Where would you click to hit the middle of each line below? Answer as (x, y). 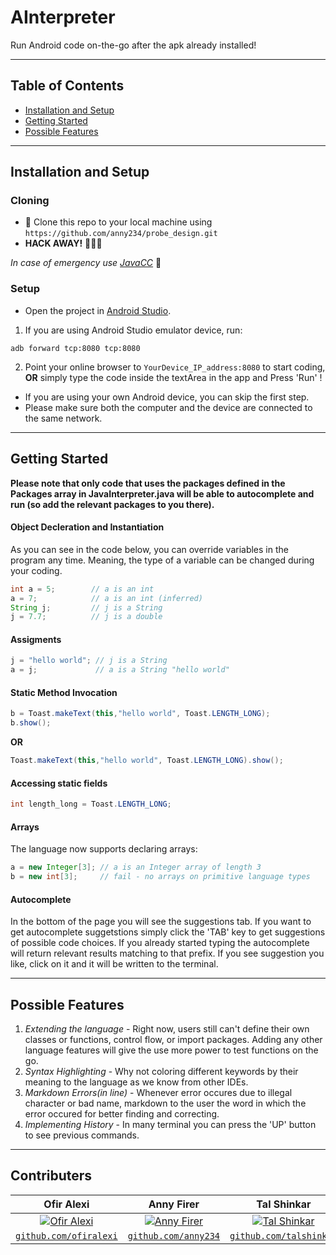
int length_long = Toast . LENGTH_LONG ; (91, 804)
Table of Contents (67, 86)
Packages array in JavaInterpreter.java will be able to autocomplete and (162, 493)
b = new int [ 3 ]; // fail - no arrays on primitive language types (160, 877)
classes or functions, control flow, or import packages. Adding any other (173, 1040)
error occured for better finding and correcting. (122, 1114)
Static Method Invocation (64, 692)
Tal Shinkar (284, 1204)
